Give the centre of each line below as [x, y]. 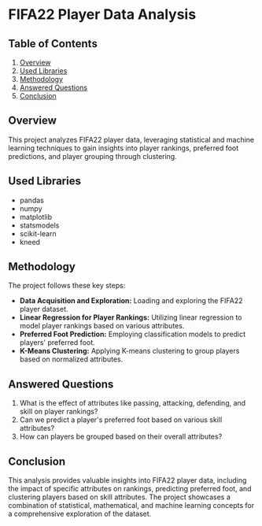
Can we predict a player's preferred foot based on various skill [121, 420]
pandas [32, 200]
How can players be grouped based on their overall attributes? [121, 437]
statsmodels [39, 225]
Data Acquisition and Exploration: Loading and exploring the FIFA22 [131, 301]
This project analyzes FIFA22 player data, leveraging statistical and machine [131, 139]
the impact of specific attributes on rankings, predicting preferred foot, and [130, 489]
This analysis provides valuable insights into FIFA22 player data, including [127, 480]
